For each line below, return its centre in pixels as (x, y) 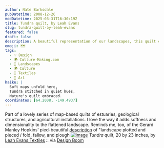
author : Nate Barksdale (29, 10)
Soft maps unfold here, (33, 87)
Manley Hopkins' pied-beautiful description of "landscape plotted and (75, 130)
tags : (10, 50)
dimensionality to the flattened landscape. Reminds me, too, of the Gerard (79, 125)
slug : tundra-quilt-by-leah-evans (40, 28)
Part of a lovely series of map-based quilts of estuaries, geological (72, 114)
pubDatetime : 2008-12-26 (30, 14)
